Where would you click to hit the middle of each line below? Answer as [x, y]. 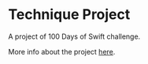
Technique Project [69, 15]
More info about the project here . [62, 51]
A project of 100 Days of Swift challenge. [74, 36]
